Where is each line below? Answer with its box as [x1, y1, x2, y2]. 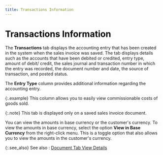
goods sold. [5, 100, 30, 106]
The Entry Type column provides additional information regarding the [5, 80, 146, 86]
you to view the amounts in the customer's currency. [5, 135, 112, 141]
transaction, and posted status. [5, 71, 68, 77]
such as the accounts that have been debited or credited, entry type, [5, 55, 145, 61]
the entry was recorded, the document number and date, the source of [5, 65, 149, 71]
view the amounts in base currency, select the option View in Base [5, 124, 141, 130]
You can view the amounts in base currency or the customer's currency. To [5, 119, 158, 125]
